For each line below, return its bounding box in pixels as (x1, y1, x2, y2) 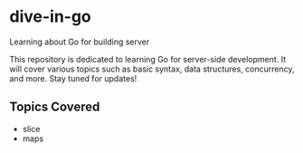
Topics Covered (9, 100, 100, 115)
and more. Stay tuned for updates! (9, 72, 137, 83)
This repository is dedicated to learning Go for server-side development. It (9, 53, 287, 64)
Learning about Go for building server (9, 36, 150, 47)
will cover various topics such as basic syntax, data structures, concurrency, (9, 63, 295, 74)
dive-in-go (9, 6, 92, 27)
